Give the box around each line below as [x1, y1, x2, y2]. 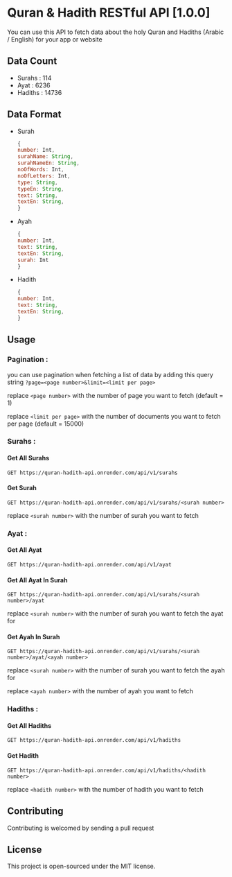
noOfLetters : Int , [17, 172, 71, 180]
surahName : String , [17, 153, 74, 160]
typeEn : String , [17, 185, 64, 192]
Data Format [7, 109, 62, 121]
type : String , [17, 179, 58, 186]
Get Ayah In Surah [7, 632, 60, 641]
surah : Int [17, 257, 49, 263]
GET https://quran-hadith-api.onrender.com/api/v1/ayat [7, 561, 172, 568]
